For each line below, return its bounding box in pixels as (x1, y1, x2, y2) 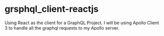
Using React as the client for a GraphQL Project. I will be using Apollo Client (4, 20, 160, 26)
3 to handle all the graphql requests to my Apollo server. (4, 25, 120, 31)
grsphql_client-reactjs (4, 3, 99, 15)
